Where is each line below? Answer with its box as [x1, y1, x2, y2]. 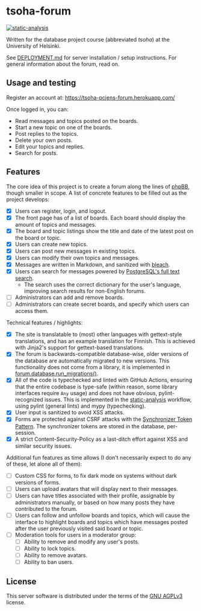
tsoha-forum [6, 4, 71, 18]
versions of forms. [14, 478, 61, 486]
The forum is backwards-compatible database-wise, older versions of [14, 350, 189, 358]
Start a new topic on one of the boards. [14, 124, 113, 131]
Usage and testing [6, 78, 76, 88]
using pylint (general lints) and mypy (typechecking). [14, 402, 146, 410]
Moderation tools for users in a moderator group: [14, 531, 137, 538]
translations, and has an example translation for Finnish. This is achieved [14, 338, 196, 345]
